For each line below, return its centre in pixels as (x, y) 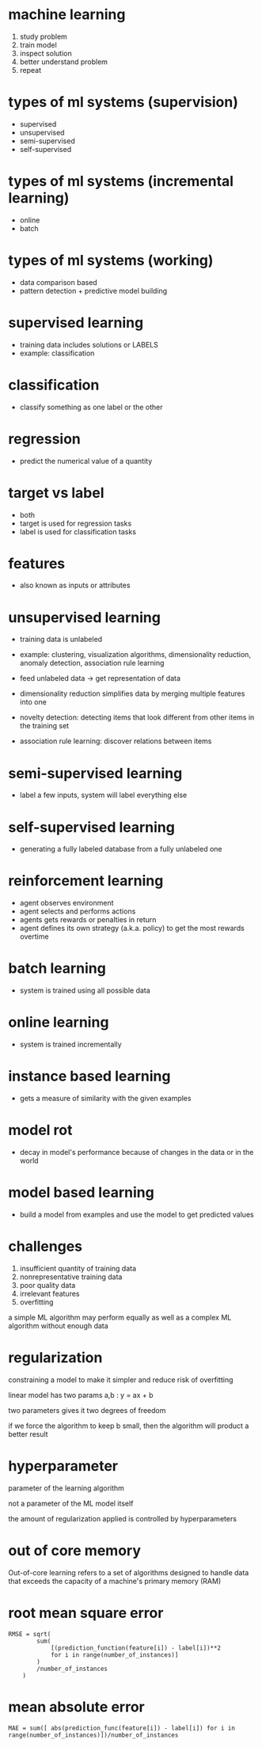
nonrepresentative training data (71, 1277)
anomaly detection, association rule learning (92, 663)
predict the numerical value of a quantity (86, 461)
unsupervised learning (84, 617)
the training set (44, 726)
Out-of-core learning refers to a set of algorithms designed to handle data (129, 1572)
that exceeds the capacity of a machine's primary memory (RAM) (115, 1581)
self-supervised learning (92, 827)
